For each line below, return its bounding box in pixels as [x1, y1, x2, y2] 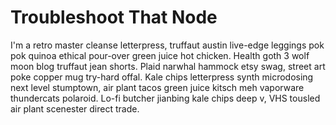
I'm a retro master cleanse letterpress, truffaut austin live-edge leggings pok [10, 39, 325, 51]
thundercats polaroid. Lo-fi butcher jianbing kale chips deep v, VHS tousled [10, 92, 321, 104]
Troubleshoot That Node [10, 6, 218, 29]
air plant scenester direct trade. [10, 102, 140, 115]
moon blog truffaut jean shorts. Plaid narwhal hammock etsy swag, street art [10, 60, 326, 72]
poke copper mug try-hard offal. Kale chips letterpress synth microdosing [10, 71, 314, 83]
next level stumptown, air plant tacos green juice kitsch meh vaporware [10, 81, 305, 93]
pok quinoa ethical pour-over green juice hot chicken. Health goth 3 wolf [10, 49, 310, 61]
